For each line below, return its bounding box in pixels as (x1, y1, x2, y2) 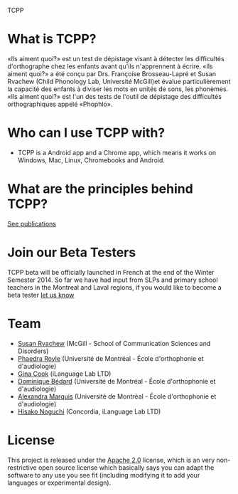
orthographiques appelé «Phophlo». (7, 100, 113, 108)
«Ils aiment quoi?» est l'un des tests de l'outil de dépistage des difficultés (7, 92, 222, 100)
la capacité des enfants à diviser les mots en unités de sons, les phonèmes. (7, 85, 229, 93)
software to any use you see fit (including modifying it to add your (7, 471, 200, 479)
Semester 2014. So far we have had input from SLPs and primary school (7, 275, 218, 284)
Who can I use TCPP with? (7, 125, 166, 141)
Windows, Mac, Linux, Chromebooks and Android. (17, 156, 166, 164)
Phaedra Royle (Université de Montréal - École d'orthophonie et (17, 354, 204, 362)
